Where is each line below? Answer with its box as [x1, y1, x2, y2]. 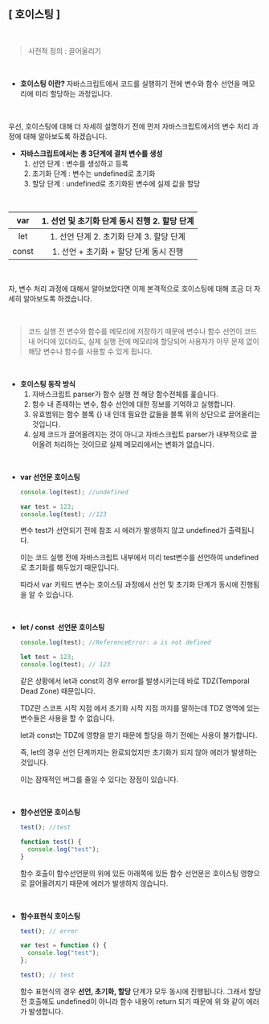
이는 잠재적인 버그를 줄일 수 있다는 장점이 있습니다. [19, 775, 179, 784]
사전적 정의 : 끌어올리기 [27, 46, 102, 55]
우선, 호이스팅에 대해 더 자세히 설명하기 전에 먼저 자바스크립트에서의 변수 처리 [8, 121, 251, 131]
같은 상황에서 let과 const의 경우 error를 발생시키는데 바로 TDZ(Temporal [19, 676, 251, 686]
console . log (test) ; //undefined [19, 488, 128, 496]
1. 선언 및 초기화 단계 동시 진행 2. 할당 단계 [41, 215, 194, 227]
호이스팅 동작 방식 [19, 379, 76, 388]
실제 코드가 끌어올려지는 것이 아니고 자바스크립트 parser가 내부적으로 [31, 429, 249, 439]
